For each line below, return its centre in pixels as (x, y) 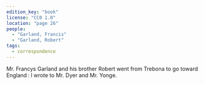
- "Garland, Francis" (39, 35)
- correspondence (34, 52)
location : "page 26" (33, 23)
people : (16, 29)
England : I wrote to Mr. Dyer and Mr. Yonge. (62, 75)
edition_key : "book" (33, 12)
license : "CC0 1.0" (31, 18)
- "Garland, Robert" (38, 40)
